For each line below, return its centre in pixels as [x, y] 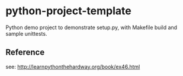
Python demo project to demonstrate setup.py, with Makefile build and [91, 27]
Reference [25, 53]
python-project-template [68, 11]
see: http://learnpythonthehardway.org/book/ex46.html [73, 66]
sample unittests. [26, 33]
